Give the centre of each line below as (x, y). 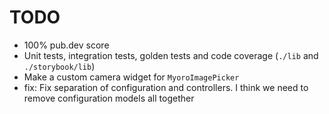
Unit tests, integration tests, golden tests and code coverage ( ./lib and (171, 55)
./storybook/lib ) (59, 66)
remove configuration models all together (109, 98)
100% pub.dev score (66, 45)
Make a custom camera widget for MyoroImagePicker (131, 77)
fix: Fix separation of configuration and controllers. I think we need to (166, 87)
